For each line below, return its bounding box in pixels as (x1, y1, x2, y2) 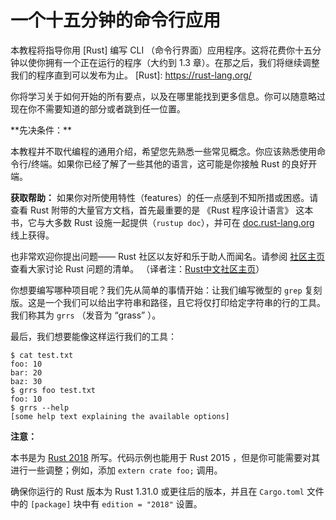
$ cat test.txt (10, 350, 74, 360)
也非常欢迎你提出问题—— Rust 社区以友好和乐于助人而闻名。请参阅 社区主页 (10, 250, 326, 262)
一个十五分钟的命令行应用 (10, 9, 222, 32)
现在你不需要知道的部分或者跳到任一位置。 (10, 102, 186, 115)
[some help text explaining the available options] (10, 411, 230, 421)
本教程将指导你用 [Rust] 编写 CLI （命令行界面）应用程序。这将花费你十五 (10, 44, 313, 56)
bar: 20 (10, 367, 43, 378)
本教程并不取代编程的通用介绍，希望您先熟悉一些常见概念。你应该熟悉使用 (10, 145, 317, 157)
